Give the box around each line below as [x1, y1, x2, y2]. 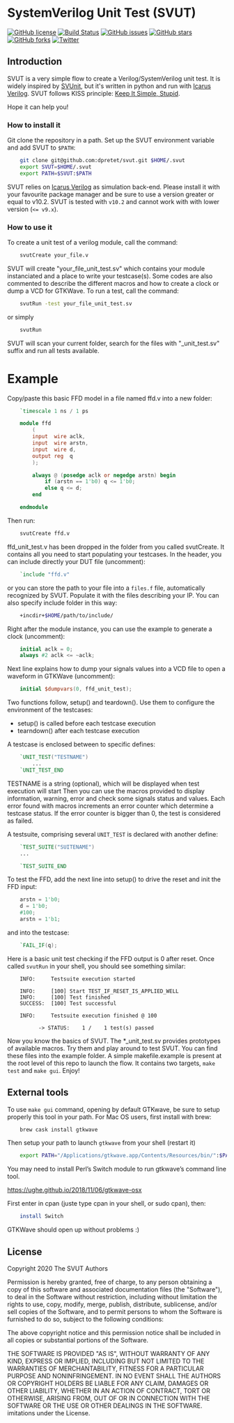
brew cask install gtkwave [19, 1126, 98, 1133]
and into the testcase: [7, 928, 70, 937]
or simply [7, 312, 34, 321]
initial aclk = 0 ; [19, 645, 73, 653]
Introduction [7, 56, 63, 68]
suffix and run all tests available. [7, 346, 100, 354]
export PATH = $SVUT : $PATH [19, 170, 92, 177]
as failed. [7, 816, 33, 825]
